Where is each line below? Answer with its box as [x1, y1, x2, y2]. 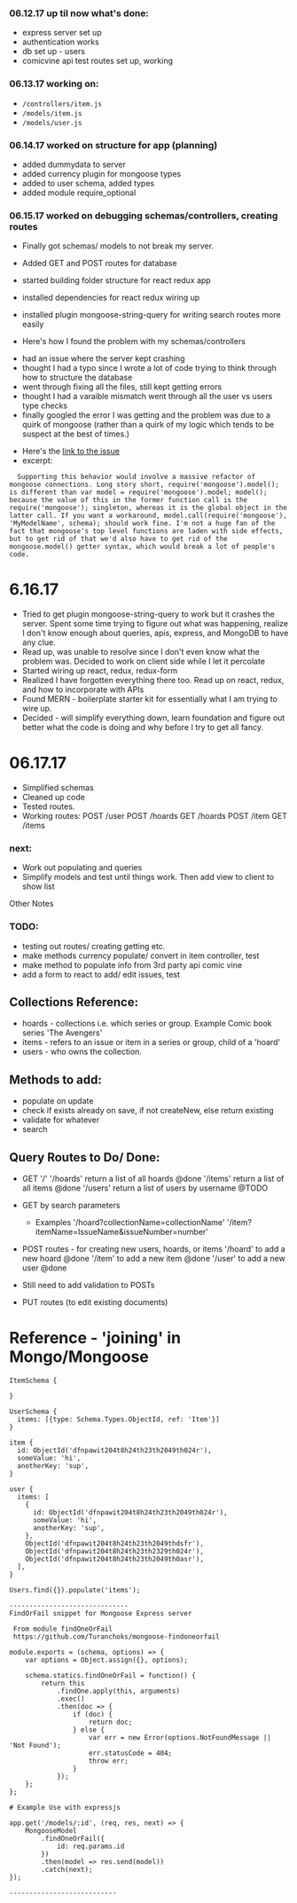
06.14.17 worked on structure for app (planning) [9, 138, 218, 151]
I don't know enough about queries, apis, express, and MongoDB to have [21, 628, 289, 639]
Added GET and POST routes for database [21, 258, 177, 269]
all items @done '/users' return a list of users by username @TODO [21, 1183, 269, 1193]
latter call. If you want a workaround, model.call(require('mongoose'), [9, 511, 288, 521]
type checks [21, 400, 68, 411]
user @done [21, 1262, 67, 1273]
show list [21, 881, 55, 892]
